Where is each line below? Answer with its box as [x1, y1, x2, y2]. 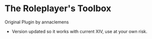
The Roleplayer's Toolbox [4, 3, 112, 14]
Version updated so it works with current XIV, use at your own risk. [11, 28, 148, 34]
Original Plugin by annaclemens [4, 19, 69, 25]
